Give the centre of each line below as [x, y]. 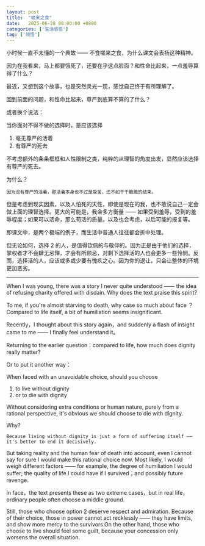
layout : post [23, 12]
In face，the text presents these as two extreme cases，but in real [90, 493]
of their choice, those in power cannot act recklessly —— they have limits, [99, 518]
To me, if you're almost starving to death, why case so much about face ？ [100, 305]
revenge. [17, 480]
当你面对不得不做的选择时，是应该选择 [54, 125]
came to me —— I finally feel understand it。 [63, 332]
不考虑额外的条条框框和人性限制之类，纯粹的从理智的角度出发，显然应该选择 [103, 159]
